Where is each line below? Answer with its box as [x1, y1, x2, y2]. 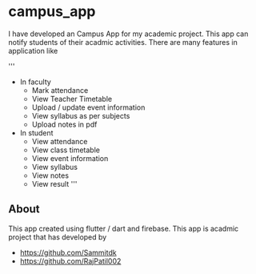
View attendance [31, 136, 88, 146]
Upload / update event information [31, 103, 146, 112]
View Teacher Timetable [31, 94, 113, 103]
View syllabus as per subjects [31, 111, 130, 120]
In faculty [19, 77, 52, 87]
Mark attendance [31, 85, 89, 95]
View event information [31, 153, 109, 163]
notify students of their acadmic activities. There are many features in [8, 37, 238, 46]
